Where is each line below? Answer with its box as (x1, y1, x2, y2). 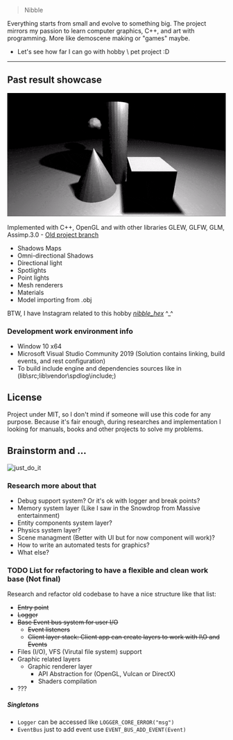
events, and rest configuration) (17, 357, 106, 365)
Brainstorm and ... (7, 445, 87, 457)
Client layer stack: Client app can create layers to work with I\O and (27, 633, 221, 641)
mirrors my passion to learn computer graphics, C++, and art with (7, 27, 195, 35)
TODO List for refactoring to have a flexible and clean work (7, 565, 209, 575)
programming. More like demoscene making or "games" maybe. (7, 34, 191, 42)
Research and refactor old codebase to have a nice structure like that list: (7, 590, 216, 598)
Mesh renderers (17, 280, 64, 289)
